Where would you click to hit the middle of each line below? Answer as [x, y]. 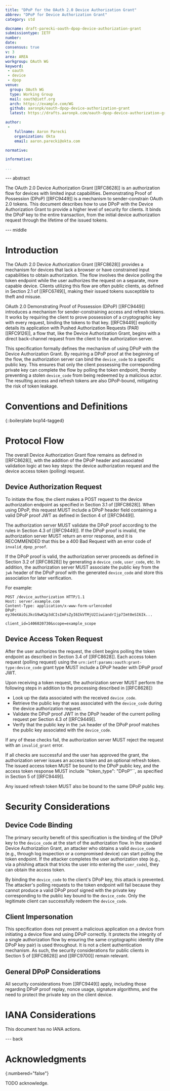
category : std [20, 19]
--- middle [16, 230]
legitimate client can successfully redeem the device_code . [66, 901]
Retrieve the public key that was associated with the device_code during [87, 703]
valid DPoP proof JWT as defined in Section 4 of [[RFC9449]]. [70, 515]
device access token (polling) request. [45, 471]
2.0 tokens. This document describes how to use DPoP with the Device [79, 204]
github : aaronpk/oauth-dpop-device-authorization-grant [70, 108]
